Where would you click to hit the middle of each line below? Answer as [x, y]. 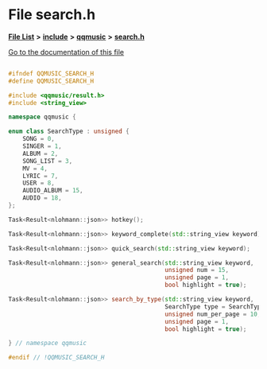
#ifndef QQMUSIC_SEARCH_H [51, 73]
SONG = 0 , [39, 139]
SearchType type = [195, 307]
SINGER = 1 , [42, 146]
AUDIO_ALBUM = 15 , [53, 191]
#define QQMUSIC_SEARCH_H [51, 81]
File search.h [52, 15]
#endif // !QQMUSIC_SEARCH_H [56, 358]
